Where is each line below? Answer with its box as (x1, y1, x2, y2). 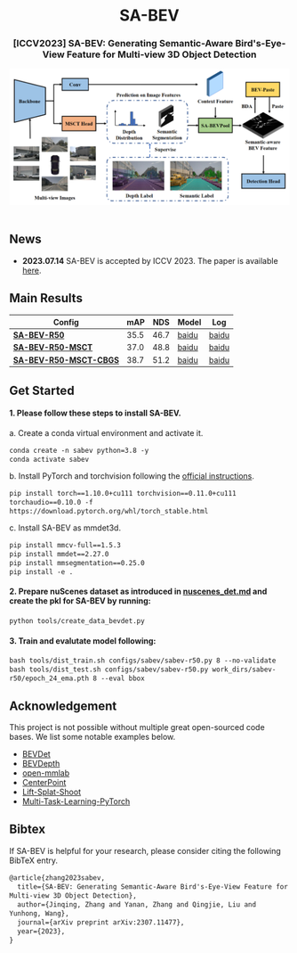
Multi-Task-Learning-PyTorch (21, 796, 131, 807)
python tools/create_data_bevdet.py (9, 617, 145, 626)
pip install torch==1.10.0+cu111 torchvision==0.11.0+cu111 (9, 489, 237, 497)
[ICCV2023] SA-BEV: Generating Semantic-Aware (12, 37, 234, 50)
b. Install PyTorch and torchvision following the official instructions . (9, 470, 255, 481)
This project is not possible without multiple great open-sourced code (9, 722, 265, 733)
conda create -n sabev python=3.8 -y (9, 446, 149, 455)
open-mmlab (21, 768, 69, 778)
